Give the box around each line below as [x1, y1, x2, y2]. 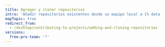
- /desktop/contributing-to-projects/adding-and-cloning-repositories [9, 25, 158, 30]
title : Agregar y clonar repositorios [5, 7, 85, 12]
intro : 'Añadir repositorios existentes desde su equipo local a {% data [5, 12, 161, 17]
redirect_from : [5, 21, 37, 26]
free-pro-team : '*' [9, 35, 50, 40]
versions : [5, 30, 26, 35]
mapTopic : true [5, 16, 37, 21]
